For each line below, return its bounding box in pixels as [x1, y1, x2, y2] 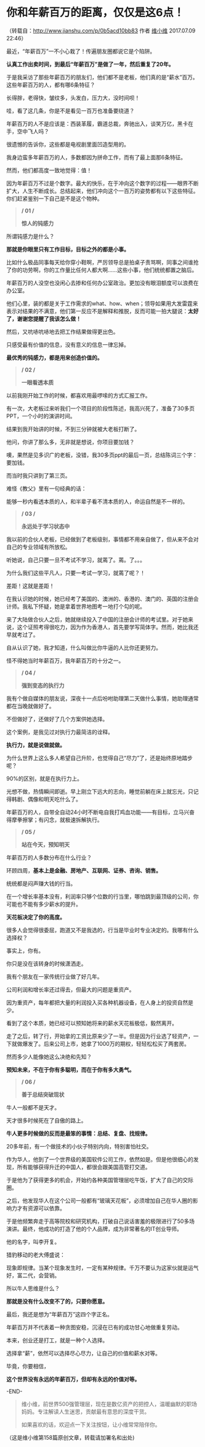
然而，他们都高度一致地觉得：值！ [6, 166, 92, 174]
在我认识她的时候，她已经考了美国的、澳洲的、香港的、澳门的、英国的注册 [6, 595, 193, 602]
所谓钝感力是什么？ [6, 233, 55, 240]
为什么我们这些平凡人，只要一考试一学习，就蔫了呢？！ [6, 569, 145, 576]
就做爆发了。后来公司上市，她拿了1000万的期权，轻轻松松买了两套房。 [11, 1040, 190, 1047]
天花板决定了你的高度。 [6, 913, 65, 921]
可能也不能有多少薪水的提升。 [6, 900, 81, 907]
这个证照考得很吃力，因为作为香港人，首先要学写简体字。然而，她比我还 [16, 623, 199, 631]
